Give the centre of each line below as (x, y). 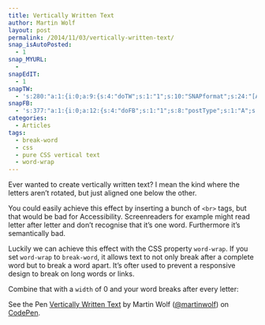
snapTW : (21, 89)
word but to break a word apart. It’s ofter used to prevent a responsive (122, 266)
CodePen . (24, 313)
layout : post (30, 30)
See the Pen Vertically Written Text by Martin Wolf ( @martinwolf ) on (119, 304)
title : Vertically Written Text (61, 15)
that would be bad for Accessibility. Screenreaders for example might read (129, 217)
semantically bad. (37, 233)
